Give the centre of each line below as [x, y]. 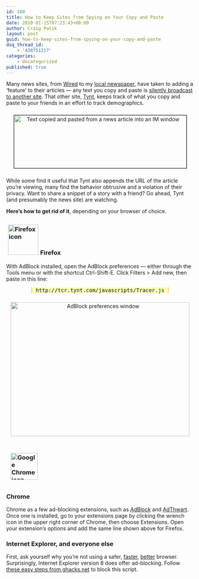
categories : [21, 56]
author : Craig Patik [32, 28]
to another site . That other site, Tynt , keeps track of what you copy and [93, 96]
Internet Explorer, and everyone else [60, 544]
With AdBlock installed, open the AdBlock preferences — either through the [99, 266]
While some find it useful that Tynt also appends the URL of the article [92, 181]
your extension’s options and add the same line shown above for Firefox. [95, 528]
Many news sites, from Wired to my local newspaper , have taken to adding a [100, 84]
